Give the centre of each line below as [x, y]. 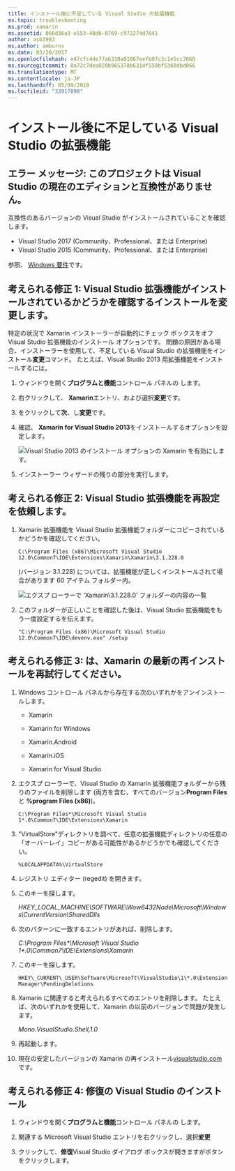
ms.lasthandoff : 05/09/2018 [49, 85]
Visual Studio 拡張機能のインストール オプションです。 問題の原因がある [112, 342]
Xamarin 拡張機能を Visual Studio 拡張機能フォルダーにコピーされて [115, 529]
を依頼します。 [40, 512]
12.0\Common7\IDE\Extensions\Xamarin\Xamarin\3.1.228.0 [101, 558]
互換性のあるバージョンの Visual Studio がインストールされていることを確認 [117, 218]
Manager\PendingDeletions [55, 984]
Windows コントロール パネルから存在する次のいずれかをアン [106, 692]
